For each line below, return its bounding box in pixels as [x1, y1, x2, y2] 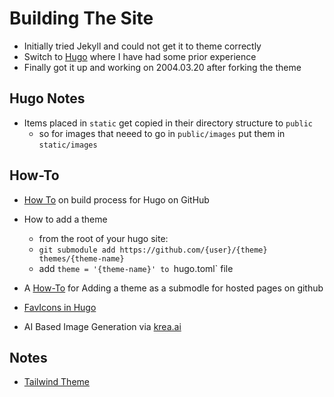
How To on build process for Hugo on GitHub [23, 193, 210, 206]
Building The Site [9, 7, 154, 30]
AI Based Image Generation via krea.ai [23, 320, 182, 332]
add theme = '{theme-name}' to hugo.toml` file [38, 262, 234, 274]
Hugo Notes [9, 90, 86, 107]
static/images [38, 140, 98, 150]
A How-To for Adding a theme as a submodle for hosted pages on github [23, 282, 324, 294]
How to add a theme [23, 213, 108, 225]
